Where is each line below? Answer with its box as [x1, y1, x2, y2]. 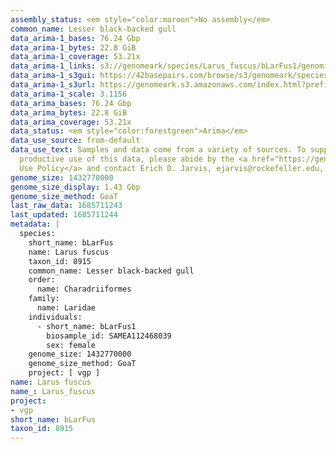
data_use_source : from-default [10, 136, 141, 146]
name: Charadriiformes [36, 284, 132, 295]
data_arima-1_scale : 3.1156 [10, 89, 128, 99]
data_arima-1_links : [10, 61, 97, 71]
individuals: [28, 312, 83, 322]
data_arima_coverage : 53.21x [10, 117, 132, 127]
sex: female [46, 340, 97, 350]
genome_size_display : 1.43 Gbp [10, 182, 141, 192]
